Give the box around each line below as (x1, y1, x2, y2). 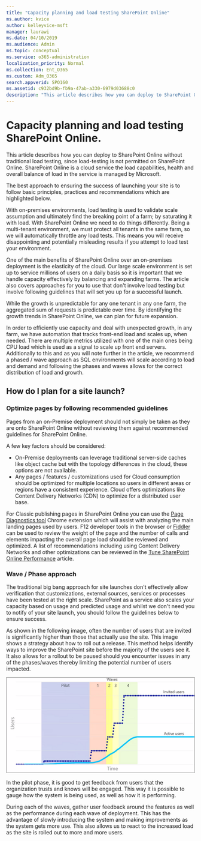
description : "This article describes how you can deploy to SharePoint (6, 92, 191, 98)
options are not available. (14, 466, 78, 474)
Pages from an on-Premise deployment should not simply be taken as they (6, 418, 190, 425)
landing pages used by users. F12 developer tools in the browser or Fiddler (6, 523, 190, 530)
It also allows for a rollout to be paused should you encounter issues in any (6, 652, 190, 660)
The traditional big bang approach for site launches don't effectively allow (6, 583, 188, 591)
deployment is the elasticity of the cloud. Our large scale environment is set (6, 262, 193, 270)
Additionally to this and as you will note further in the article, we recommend (6, 349, 194, 357)
